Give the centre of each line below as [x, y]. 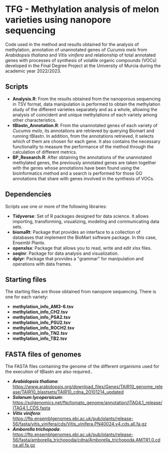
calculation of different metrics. [45, 152]
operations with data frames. [42, 264]
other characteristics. [34, 120]
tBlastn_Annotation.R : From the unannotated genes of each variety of [85, 125]
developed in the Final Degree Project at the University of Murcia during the [83, 66]
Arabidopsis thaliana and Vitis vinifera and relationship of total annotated [80, 55]
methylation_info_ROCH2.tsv [43, 328]
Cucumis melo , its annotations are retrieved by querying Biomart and [83, 131]
